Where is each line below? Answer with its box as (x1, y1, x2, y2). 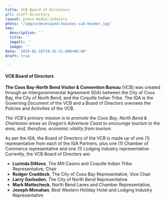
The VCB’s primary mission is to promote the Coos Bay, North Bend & (5, 115, 147, 121)
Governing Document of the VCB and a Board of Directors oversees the (5, 100, 151, 106)
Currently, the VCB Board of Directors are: (5, 151, 91, 157)
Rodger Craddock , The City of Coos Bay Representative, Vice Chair (12, 171, 151, 177)
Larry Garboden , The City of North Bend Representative (12, 176, 128, 182)
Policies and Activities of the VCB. (5, 105, 74, 111)
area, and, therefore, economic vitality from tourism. (5, 125, 112, 132)
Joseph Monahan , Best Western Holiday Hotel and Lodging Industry (12, 187, 153, 193)
